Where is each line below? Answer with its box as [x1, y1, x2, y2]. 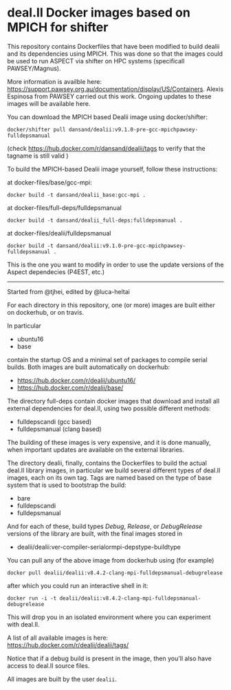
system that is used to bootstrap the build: [7, 481, 127, 489]
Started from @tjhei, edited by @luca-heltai [7, 287, 131, 295]
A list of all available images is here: [7, 634, 109, 642]
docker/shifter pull [7, 126, 67, 133]
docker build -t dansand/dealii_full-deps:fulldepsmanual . [7, 217, 184, 224]
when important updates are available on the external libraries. [7, 446, 184, 454]
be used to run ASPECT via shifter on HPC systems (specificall [7, 56, 185, 65]
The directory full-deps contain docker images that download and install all [7, 397, 220, 405]
